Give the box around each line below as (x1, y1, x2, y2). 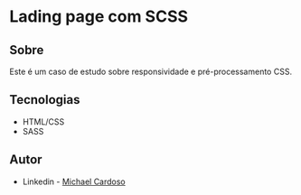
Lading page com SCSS (9, 6, 188, 27)
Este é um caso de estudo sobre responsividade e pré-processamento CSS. (9, 66, 292, 77)
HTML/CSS (22, 116, 65, 127)
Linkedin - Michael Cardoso (22, 176, 127, 187)
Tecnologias (9, 92, 80, 107)
